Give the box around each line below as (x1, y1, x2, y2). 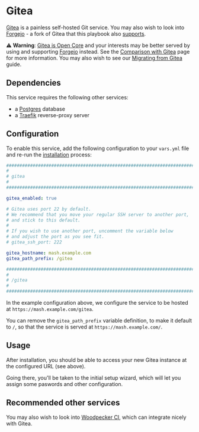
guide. (6, 61, 22, 68)
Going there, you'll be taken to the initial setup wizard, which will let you (6, 374, 181, 381)
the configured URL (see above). (6, 362, 86, 370)
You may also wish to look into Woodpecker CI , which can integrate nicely (6, 414, 187, 421)
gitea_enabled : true (6, 195, 57, 201)
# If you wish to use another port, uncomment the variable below (6, 228, 174, 234)
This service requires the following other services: (6, 93, 129, 101)
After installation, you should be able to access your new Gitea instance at (6, 356, 187, 364)
